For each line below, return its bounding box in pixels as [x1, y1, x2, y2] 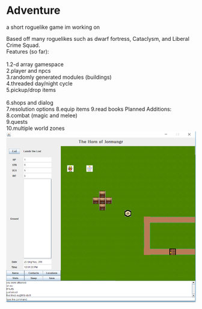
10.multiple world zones [6, 124, 65, 132]
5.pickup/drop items [6, 86, 56, 93]
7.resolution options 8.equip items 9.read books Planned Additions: [6, 105, 172, 112]
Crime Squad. [6, 41, 40, 49]
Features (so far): [6, 47, 49, 55]
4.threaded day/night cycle [6, 79, 73, 87]
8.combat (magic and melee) [6, 112, 78, 119]
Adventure [6, 4, 61, 17]
